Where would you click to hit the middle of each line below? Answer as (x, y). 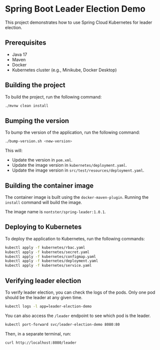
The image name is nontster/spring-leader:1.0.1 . (56, 211)
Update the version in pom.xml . (42, 160)
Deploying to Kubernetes (44, 227)
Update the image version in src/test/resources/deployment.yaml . (78, 170)
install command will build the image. (44, 202)
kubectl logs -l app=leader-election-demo (48, 306)
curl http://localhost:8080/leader (41, 343)
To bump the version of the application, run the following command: (73, 132)
